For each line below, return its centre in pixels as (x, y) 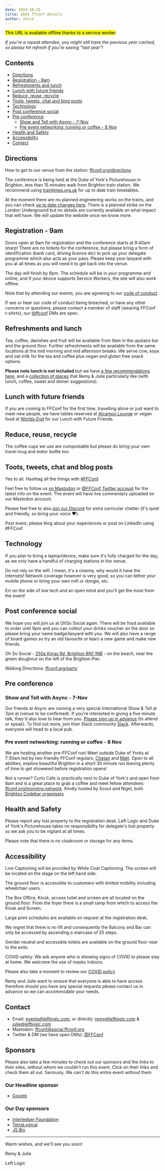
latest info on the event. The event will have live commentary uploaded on (80, 494)
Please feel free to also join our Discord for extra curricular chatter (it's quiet (82, 508)
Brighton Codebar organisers (34, 794)
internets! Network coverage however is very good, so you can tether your (81, 576)
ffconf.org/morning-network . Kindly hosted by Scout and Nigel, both (74, 788)
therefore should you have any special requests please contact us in (74, 986)
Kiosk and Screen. (24, 908)
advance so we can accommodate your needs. (52, 991)
